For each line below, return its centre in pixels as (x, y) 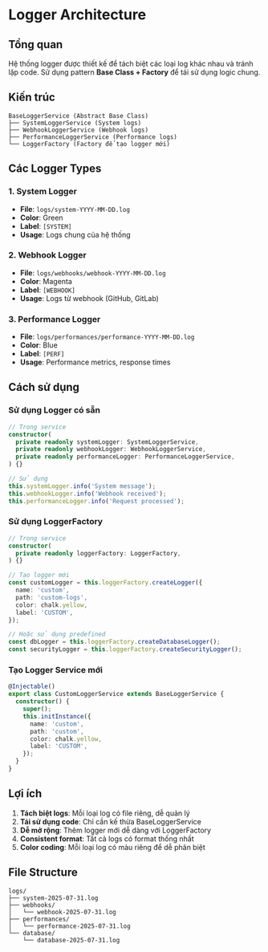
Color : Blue (39, 345)
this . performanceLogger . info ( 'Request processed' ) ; (96, 501)
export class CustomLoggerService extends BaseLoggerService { (116, 694)
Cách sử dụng (44, 387)
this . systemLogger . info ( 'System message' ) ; (82, 486)
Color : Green (41, 218)
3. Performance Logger (55, 319)
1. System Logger (43, 192)
